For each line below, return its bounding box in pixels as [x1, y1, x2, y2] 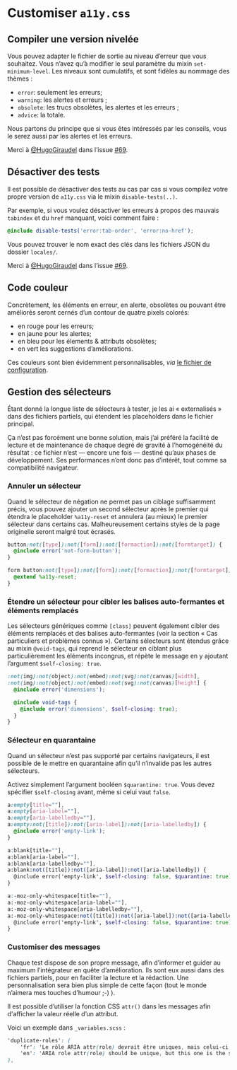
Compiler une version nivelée [7, 33, 139, 45]
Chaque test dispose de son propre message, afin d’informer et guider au [7, 958, 221, 967]
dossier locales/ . [7, 248, 58, 256]
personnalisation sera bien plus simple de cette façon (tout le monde [7, 981, 207, 989]
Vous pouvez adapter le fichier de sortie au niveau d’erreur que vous [7, 52, 207, 60]
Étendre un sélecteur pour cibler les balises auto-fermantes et [7, 596, 225, 606]
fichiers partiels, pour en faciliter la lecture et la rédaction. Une [7, 973, 189, 982]
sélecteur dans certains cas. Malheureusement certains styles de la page [7, 520, 220, 528]
